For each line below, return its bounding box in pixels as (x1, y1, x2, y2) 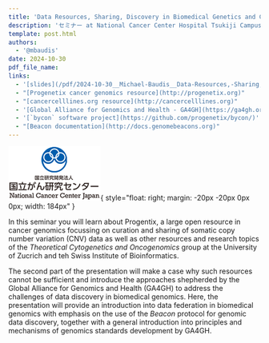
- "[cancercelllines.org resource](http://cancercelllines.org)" (15, 97, 239, 106)
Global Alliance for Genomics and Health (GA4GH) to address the (8, 284, 223, 293)
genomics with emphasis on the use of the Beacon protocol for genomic (8, 309, 247, 318)
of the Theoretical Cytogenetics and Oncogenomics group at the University (8, 242, 258, 252)
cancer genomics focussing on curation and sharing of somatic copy (8, 225, 235, 235)
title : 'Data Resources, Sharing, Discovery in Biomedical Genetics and (8, 13, 256, 21)
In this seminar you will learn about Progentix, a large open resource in (8, 217, 241, 226)
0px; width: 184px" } (8, 201, 76, 211)
